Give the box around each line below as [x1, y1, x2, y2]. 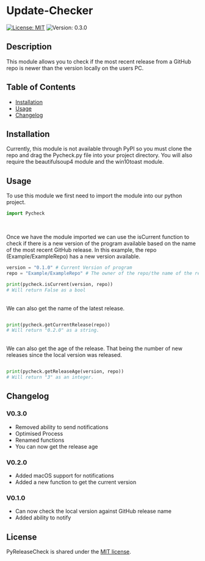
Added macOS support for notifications [15, 472, 114, 480]
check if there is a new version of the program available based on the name [6, 240, 196, 248]
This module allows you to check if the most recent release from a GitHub [6, 57, 192, 65]
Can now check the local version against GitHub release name [15, 508, 172, 515]
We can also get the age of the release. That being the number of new [6, 345, 183, 352]
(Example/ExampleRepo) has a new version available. [6, 253, 140, 260]
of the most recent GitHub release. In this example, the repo [6, 246, 157, 254]
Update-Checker [6, 4, 93, 18]
